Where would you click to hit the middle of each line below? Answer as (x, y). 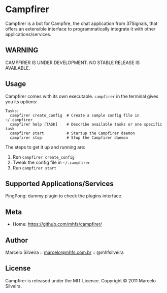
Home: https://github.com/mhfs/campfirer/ (57, 224)
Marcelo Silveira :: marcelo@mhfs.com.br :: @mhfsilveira (64, 252)
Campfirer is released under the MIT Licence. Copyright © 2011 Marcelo (81, 280)
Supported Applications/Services (59, 183)
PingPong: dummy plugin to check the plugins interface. (64, 196)
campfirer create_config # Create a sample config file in (75, 115)
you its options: (21, 101)
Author (16, 240)
